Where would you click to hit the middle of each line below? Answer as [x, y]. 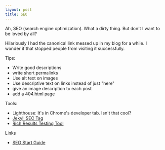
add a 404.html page [34, 94]
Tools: [11, 103]
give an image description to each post [52, 88]
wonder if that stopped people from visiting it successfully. [65, 48]
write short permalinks [35, 73]
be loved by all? [21, 34]
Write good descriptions [37, 68]
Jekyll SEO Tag [28, 118]
